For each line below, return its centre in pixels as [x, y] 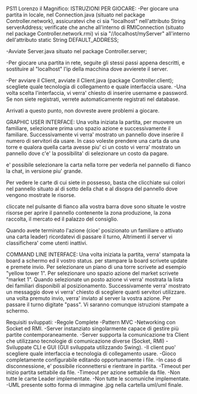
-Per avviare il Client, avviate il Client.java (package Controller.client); [90, 80]
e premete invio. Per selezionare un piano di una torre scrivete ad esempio [96, 267]
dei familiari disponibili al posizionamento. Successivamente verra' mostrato [98, 286]
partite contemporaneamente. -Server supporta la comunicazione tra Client [98, 335]
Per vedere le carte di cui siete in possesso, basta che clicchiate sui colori [96, 183]
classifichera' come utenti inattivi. [47, 243]
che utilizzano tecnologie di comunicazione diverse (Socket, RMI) [85, 341]
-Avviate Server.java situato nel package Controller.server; [77, 51]
